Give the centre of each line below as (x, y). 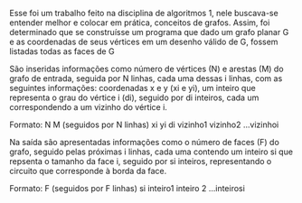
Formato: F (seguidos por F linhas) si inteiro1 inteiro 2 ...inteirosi (127, 188)
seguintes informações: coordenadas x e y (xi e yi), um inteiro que (132, 88)
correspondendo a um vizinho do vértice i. (88, 107)
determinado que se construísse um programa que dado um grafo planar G (149, 32)
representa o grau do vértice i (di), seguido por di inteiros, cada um (134, 97)
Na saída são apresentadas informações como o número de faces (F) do (145, 142)
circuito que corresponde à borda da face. (88, 171)
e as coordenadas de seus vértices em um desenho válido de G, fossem (144, 42)
